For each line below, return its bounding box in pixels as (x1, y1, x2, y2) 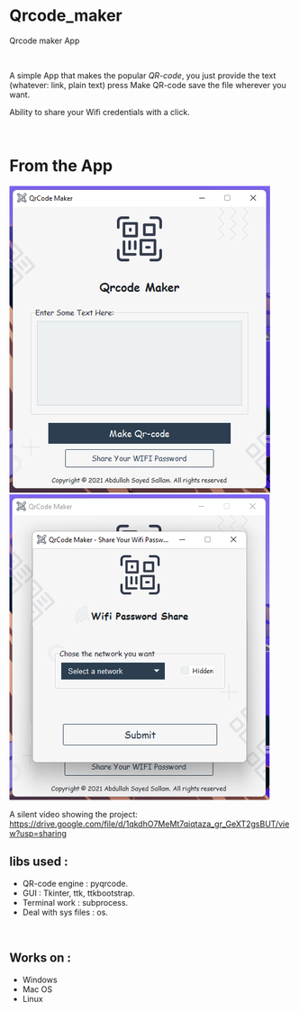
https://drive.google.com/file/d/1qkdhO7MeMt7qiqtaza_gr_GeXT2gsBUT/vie (9, 818, 290, 829)
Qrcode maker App (9, 35, 80, 46)
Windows (22, 974, 58, 985)
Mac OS (22, 983, 52, 995)
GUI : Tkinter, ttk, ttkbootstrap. (22, 888, 135, 898)
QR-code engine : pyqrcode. (22, 878, 129, 889)
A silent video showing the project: (9, 808, 138, 819)
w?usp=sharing (9, 827, 68, 838)
